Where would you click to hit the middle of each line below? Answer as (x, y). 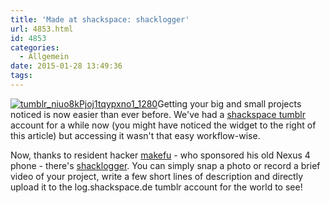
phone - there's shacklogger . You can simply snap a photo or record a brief (165, 165)
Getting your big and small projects (229, 103)
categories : (35, 47)
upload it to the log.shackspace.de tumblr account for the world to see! (156, 187)
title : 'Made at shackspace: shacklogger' (100, 19)
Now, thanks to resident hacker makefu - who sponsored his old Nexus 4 (160, 155)
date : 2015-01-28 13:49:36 (66, 66)
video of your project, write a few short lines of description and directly (156, 176)
